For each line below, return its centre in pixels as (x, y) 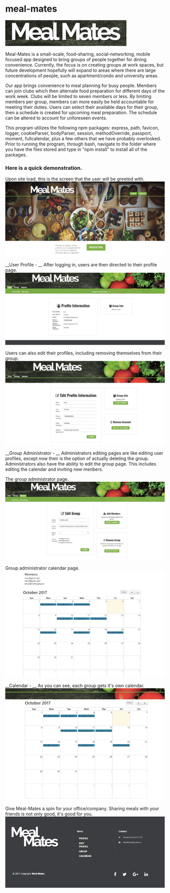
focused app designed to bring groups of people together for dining (76, 59)
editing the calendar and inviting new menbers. (54, 469)
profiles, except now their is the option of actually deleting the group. (77, 458)
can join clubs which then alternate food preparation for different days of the (85, 91)
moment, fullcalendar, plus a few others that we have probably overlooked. (83, 138)
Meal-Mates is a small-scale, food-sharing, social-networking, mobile (78, 54)
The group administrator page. (37, 479)
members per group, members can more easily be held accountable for (80, 102)
